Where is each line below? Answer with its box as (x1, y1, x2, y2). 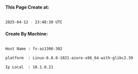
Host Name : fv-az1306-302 (5, 46, 63, 52)
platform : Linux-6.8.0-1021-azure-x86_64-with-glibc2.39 (5, 56, 133, 61)
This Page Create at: (5, 4, 49, 10)
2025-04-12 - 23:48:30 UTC (5, 20, 63, 25)
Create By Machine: (5, 30, 48, 36)
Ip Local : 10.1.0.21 (5, 65, 53, 70)
